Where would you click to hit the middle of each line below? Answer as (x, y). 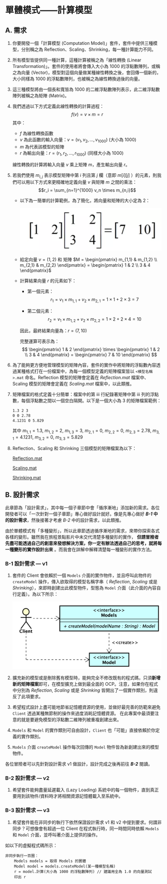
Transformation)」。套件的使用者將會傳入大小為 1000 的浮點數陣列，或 (84, 66)
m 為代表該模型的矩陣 (42, 147)
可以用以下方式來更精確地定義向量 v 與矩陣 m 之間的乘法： (77, 182)
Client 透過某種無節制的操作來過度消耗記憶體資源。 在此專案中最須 (81, 713)
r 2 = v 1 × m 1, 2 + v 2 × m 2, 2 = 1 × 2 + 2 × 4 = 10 (95, 319)
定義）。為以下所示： (38, 594)
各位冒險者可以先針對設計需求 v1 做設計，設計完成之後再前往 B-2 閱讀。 (79, 764)
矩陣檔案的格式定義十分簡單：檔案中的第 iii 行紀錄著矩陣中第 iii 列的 (81, 394)
